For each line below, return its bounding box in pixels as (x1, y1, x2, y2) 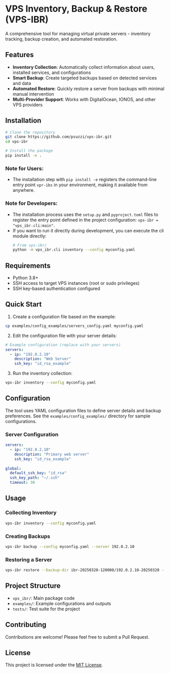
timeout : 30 (10, 480, 35, 485)
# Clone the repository (5, 130, 56, 135)
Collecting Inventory (5, 509, 57, 516)
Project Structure (5, 581, 61, 590)
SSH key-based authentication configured (12, 285, 100, 291)
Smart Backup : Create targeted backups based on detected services (12, 74, 157, 81)
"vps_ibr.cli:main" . (12, 222, 55, 228)
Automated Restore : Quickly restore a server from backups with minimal (12, 86, 164, 92)
